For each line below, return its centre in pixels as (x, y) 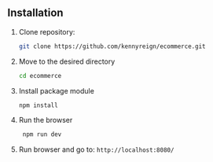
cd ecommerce (40, 75)
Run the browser (46, 120)
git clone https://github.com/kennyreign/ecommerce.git (112, 46)
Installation (35, 13)
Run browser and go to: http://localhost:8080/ (96, 149)
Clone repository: (47, 31)
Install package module (57, 90)
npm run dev (42, 134)
